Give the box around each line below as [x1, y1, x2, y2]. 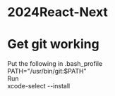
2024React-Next [7, 4, 108, 20]
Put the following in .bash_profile [7, 60, 103, 68]
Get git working [7, 36, 100, 53]
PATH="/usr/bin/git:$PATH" [7, 67, 87, 76]
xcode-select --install [7, 82, 71, 90]
